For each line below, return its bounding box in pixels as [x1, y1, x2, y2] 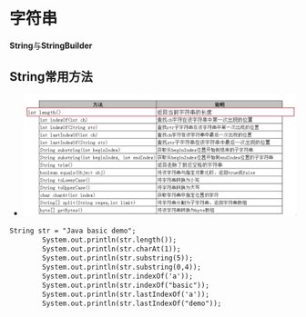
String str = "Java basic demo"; [9, 226, 137, 235]
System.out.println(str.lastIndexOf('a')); [42, 290, 209, 299]
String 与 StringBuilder [9, 40, 93, 51]
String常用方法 [9, 69, 94, 84]
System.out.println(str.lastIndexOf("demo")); [42, 299, 222, 308]
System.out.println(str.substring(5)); [42, 253, 194, 263]
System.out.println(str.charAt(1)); [42, 244, 181, 253]
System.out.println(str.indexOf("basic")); [42, 281, 209, 290]
